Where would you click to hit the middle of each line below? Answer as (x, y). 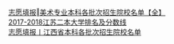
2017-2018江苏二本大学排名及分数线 (67, 22)
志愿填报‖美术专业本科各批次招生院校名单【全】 (87, 12)
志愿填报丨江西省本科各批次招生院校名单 (75, 32)
